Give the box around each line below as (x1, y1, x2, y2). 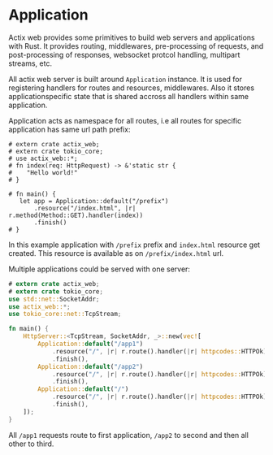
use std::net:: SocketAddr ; (8, 295, 100, 303)
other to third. (8, 439, 54, 448)
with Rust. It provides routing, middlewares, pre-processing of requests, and (8, 41, 264, 50)
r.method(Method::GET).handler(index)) (8, 211, 144, 219)
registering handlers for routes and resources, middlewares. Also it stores (8, 83, 254, 93)
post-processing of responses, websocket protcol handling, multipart (8, 50, 240, 59)
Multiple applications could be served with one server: (8, 264, 191, 274)
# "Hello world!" (8, 168, 79, 176)
